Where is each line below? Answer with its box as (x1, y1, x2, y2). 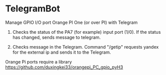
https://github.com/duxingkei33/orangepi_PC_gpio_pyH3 (5, 64, 123, 70)
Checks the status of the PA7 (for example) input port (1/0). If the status (12, 29, 161, 35)
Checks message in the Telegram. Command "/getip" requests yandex (12, 44, 159, 50)
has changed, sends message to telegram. (12, 34, 101, 40)
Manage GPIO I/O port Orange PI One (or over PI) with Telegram (5, 19, 138, 25)
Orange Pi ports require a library (5, 59, 72, 65)
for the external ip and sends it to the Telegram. (12, 49, 112, 55)
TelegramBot (5, 3, 60, 14)
